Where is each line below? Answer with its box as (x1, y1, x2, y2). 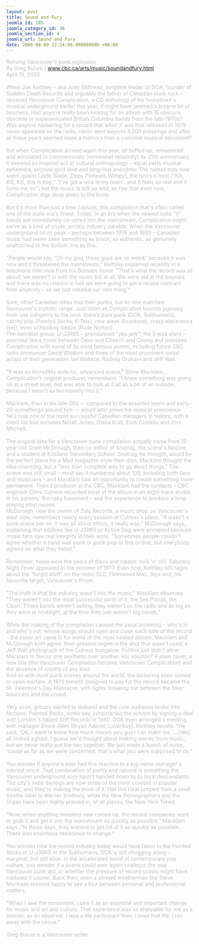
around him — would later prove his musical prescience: (45, 406, 182, 413)
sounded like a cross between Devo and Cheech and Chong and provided (6, 336, 187, 343)
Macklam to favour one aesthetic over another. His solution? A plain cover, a (6, 652, 192, 659)
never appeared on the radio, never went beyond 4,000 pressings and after (6, 127, 191, 135)
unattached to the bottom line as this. (6, 242, 97, 249)
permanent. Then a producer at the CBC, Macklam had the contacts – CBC (6, 482, 189, 489)
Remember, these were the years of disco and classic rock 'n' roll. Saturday (6, 558, 191, 565)
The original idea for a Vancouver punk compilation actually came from (6, 437, 180, 445)
